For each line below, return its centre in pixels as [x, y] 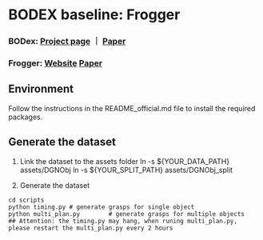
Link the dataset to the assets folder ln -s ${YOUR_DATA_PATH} [125, 161]
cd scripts [26, 200]
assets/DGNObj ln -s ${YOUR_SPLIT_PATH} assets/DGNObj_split [126, 170]
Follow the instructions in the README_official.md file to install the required [132, 108]
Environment [41, 89]
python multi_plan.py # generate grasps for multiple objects [127, 214]
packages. [26, 117]
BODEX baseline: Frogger [94, 15]
